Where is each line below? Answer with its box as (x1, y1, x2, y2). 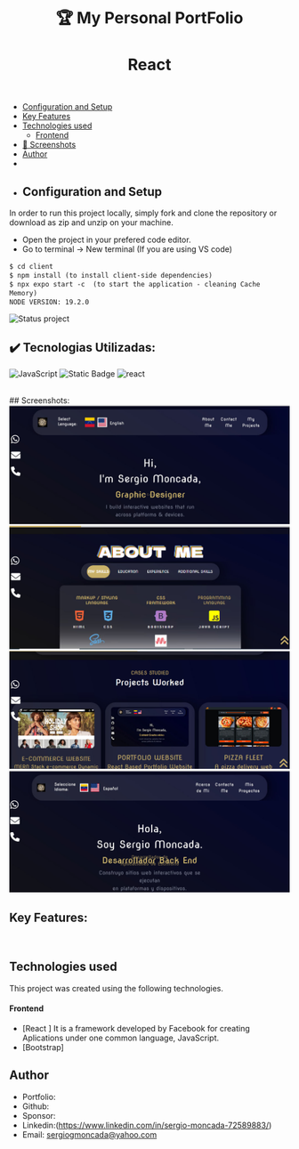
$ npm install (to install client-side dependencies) (9, 271, 214, 279)
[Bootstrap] (21, 1042, 64, 1053)
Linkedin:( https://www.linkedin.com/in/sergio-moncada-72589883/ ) (21, 1120, 272, 1130)
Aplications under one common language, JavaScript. (21, 1032, 220, 1043)
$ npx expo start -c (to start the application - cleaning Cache (9, 279, 261, 288)
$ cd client (9, 262, 53, 271)
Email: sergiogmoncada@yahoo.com (21, 1129, 158, 1140)
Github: (21, 1101, 50, 1112)
